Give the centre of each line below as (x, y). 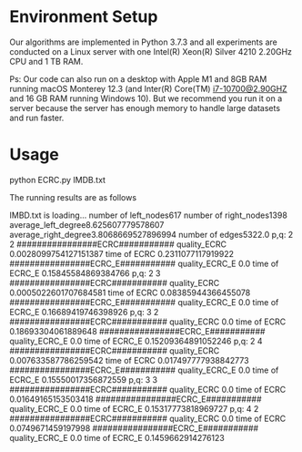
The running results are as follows (73, 197)
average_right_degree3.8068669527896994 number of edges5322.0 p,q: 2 (151, 234)
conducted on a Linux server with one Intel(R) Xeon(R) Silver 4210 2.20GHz (151, 51)
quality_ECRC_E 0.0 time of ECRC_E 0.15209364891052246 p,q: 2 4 (136, 341)
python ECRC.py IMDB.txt (58, 180)
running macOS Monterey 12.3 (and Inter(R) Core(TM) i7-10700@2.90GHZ (149, 88)
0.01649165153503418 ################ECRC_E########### (136, 399)
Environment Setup (84, 17)
